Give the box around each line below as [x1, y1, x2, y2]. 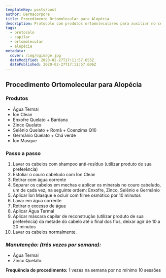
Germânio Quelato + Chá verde [12, 132, 76, 138]
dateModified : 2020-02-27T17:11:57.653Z [10, 58, 94, 62]
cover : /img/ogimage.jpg [10, 53, 61, 58]
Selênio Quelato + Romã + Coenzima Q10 [12, 127, 97, 133]
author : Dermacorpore [5, 12, 50, 17]
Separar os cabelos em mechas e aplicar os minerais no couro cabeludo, [12, 182, 161, 188]
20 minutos [12, 224, 36, 230]
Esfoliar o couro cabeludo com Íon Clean [12, 172, 96, 178]
